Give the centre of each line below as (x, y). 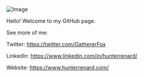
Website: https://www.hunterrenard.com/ (58, 67)
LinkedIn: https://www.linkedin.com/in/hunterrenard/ (72, 56)
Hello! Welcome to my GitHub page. (51, 21)
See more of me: (27, 32)
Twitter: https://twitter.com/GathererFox (56, 44)
